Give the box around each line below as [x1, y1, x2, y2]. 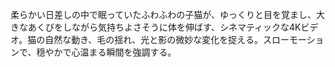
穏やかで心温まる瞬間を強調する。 [36, 46, 177, 58]
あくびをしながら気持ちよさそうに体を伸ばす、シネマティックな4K [27, 21, 302, 33]
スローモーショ [262, 34, 325, 45]
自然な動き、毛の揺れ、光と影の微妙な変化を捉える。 [44, 34, 263, 45]
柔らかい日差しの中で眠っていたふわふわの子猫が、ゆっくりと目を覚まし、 [10, 9, 317, 20]
